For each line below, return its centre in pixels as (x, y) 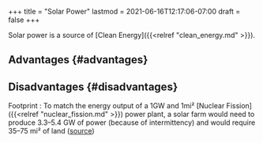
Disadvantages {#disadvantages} (93, 87)
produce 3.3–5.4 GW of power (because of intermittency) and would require (132, 122)
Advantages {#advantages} (78, 60)
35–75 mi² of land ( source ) (51, 131)
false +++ (24, 20)
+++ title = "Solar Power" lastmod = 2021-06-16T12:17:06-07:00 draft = (124, 11)
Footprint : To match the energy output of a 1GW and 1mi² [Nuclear (116, 106)
